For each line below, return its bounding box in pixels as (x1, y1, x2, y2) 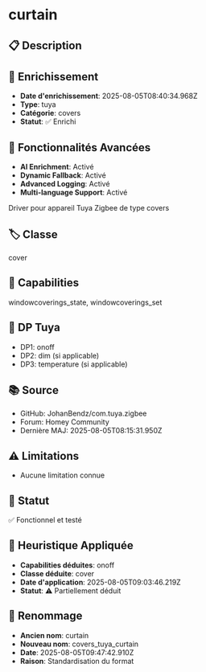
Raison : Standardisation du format (19, 656, 134, 666)
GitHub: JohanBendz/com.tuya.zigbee (19, 408, 147, 419)
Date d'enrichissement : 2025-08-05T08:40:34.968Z (19, 91, 198, 101)
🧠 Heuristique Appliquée (8, 539, 134, 552)
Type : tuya (19, 100, 56, 109)
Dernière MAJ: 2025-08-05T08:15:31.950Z (19, 426, 163, 436)
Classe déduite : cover (19, 568, 95, 578)
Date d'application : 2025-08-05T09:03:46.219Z (19, 577, 181, 587)
